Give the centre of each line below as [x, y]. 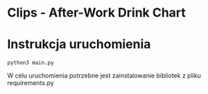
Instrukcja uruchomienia [79, 45]
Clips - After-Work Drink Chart [96, 13]
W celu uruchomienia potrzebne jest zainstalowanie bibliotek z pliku [104, 76]
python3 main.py [31, 63]
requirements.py [31, 83]
